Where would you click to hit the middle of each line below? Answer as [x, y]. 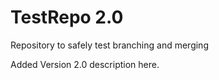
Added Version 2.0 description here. [85, 64]
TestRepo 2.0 [67, 17]
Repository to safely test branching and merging [109, 45]
